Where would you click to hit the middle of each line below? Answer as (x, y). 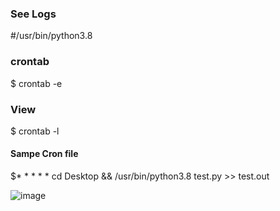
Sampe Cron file (44, 154)
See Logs (33, 14)
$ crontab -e (36, 83)
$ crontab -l (35, 131)
